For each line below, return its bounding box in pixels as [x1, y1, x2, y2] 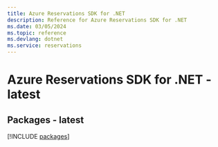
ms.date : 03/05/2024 [7, 23, 67, 30]
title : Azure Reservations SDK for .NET [7, 10, 126, 17]
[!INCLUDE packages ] [7, 133, 70, 140]
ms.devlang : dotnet [7, 36, 64, 43]
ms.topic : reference [7, 29, 67, 37]
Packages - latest [7, 114, 84, 126]
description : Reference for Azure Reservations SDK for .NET [7, 17, 188, 23]
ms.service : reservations [7, 42, 82, 49]
